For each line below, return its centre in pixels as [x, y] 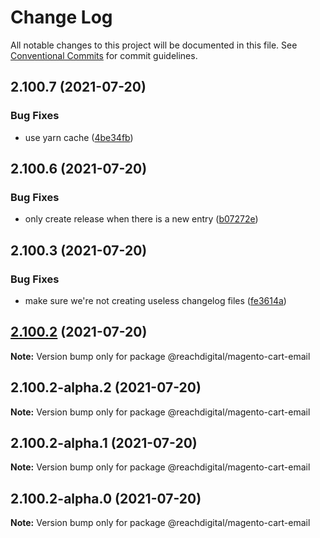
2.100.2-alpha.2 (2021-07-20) [106, 387]
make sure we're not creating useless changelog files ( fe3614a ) [155, 300]
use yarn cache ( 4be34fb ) [79, 137]
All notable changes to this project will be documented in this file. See [154, 45]
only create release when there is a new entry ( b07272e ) [141, 219]
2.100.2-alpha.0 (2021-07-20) [106, 498]
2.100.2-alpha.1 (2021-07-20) [104, 443]
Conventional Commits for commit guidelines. [104, 55]
